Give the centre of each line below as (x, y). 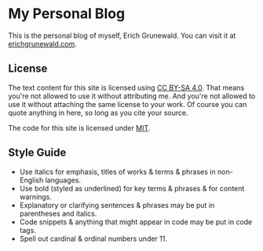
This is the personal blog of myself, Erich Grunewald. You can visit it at (122, 35)
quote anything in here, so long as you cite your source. (98, 113)
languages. (63, 180)
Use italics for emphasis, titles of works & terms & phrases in (117, 172)
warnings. (36, 197)
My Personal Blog (67, 14)
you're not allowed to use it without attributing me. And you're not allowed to (132, 96)
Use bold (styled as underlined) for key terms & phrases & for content (132, 188)
